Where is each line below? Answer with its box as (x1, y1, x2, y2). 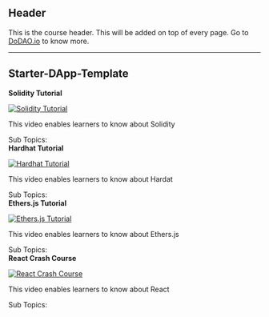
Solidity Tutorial (8, 88, 62, 98)
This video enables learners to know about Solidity (8, 119, 175, 129)
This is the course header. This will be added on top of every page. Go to (8, 27, 249, 37)
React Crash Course (8, 253, 77, 263)
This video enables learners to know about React (8, 284, 170, 294)
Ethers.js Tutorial (8, 198, 66, 207)
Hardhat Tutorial (8, 143, 64, 153)
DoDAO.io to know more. (8, 36, 90, 46)
